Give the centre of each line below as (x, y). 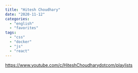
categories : (17, 19)
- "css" (17, 37)
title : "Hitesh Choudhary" (33, 10)
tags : (11, 33)
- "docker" (21, 42)
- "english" (22, 23)
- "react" (19, 51)
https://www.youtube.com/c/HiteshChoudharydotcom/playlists (69, 65)
